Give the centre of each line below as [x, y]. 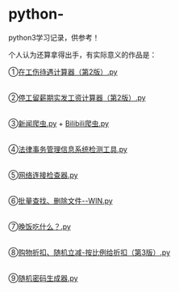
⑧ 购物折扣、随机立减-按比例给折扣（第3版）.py [89, 252]
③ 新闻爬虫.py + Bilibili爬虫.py [59, 123]
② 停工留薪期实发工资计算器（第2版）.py [77, 97]
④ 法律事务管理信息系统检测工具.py [68, 149]
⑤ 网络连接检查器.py [43, 175]
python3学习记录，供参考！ [54, 37]
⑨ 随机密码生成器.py [43, 278]
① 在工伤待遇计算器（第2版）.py [63, 72]
